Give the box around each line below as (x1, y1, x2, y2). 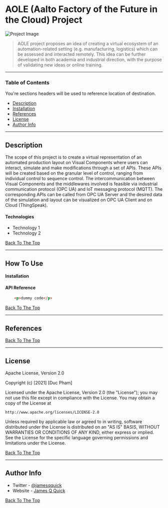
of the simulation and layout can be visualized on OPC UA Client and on (5, 197, 152, 203)
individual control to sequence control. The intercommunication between (5, 176, 155, 182)
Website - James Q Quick (12, 487, 65, 493)
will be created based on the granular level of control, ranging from (5, 170, 143, 176)
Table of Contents (5, 79, 50, 86)
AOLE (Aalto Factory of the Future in (5, 4, 158, 15)
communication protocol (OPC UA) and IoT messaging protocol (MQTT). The (5, 186, 163, 192)
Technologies (5, 213, 34, 219)
